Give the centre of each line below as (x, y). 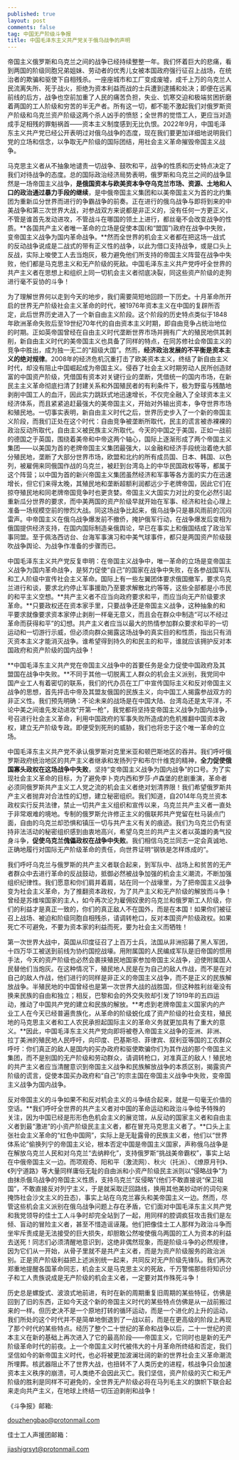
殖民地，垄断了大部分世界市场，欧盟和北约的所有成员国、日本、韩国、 (116, 457)
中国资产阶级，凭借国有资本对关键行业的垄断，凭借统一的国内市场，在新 (126, 377)
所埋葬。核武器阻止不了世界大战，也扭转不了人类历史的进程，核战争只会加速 (119, 1364)
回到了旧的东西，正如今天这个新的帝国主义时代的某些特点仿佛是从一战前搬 (116, 1302)
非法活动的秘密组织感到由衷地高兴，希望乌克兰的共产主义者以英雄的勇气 (119, 832)
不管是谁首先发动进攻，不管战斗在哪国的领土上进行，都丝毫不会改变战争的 (116, 219)
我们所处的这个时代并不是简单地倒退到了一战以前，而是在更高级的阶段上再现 (119, 1320)
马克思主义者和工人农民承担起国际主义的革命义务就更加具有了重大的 (119, 1022)
